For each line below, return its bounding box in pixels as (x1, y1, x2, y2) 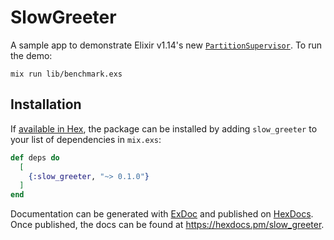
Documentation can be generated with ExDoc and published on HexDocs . (10, 208, 314, 220)
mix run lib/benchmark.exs (10, 69, 123, 79)
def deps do (10, 152, 60, 163)
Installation (10, 96, 82, 113)
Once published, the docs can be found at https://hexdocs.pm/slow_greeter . (10, 219, 325, 231)
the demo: (10, 49, 53, 61)
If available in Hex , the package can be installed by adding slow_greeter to (10, 122, 318, 135)
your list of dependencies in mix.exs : (10, 133, 162, 145)
